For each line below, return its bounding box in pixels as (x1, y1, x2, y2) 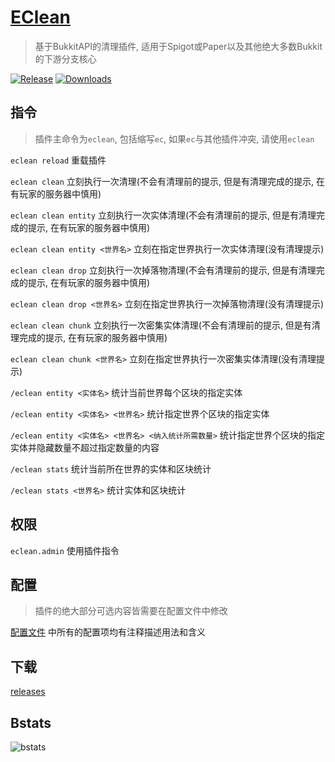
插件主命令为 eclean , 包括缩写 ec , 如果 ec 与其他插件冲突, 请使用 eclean (34, 132, 315, 145)
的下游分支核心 (34, 52, 97, 65)
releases (10, 686, 46, 698)
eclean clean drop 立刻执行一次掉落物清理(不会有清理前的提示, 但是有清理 (10, 264, 317, 276)
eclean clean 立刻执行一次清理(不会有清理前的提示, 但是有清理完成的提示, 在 (10, 175, 325, 187)
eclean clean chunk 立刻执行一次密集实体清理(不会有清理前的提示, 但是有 (10, 319, 312, 331)
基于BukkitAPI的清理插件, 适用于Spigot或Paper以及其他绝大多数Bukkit (34, 40, 323, 52)
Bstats (10, 714, 52, 731)
